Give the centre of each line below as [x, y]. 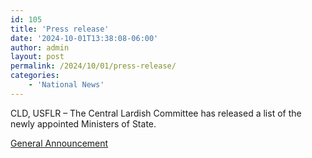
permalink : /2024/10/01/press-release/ [93, 66]
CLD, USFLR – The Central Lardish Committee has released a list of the [156, 113]
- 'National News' [66, 85]
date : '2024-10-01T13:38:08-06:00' [84, 38]
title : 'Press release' [60, 29]
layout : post [37, 57]
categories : [35, 76]
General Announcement [59, 143]
